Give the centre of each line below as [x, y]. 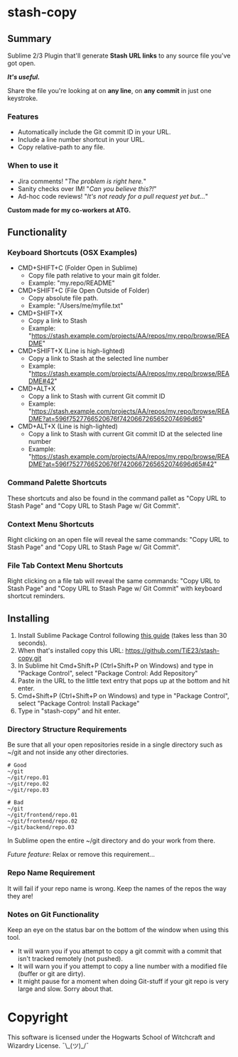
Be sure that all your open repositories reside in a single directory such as [115, 745]
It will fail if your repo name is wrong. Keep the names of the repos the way [117, 888]
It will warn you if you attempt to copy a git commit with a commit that [120, 951]
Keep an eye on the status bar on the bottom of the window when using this [118, 929]
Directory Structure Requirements [67, 729]
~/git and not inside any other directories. [68, 752]
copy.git [29, 658]
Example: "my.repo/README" [71, 283]
